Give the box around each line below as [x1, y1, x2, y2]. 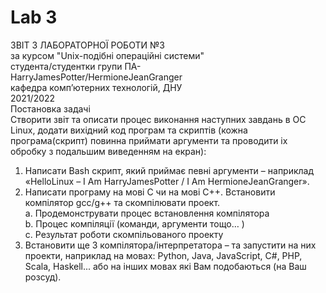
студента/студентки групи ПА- [10, 60, 142, 72]
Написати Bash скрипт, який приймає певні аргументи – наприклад [24, 164, 315, 176]
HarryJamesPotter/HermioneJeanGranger [10, 71, 183, 83]
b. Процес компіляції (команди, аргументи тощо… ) [24, 217, 245, 230]
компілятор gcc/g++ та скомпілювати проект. [24, 196, 221, 208]
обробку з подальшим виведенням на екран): [10, 145, 207, 157]
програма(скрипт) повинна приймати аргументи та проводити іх [10, 134, 288, 146]
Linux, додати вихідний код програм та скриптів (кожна [10, 124, 248, 136]
